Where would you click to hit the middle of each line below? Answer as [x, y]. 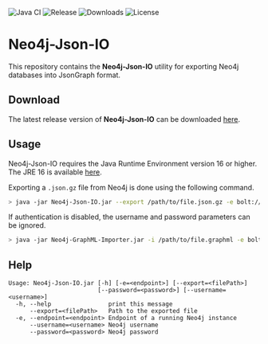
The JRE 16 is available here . [55, 172]
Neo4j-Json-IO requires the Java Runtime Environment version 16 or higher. [133, 163]
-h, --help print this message [94, 304]
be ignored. [27, 225]
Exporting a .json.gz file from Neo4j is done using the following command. [131, 187]
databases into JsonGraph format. [65, 75]
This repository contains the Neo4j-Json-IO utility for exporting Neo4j [124, 66]
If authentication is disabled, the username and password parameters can [129, 217]
